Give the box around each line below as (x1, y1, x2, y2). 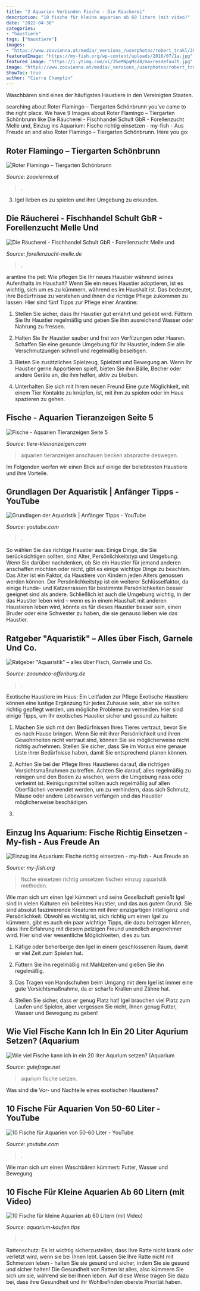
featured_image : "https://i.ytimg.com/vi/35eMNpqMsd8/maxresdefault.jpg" (6, 58, 193, 64)
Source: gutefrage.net (6, 1063, 61, 1070)
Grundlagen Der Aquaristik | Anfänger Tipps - (6, 486, 179, 496)
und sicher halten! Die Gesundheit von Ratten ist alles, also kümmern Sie (6, 1266, 184, 1273)
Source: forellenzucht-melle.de (6, 250, 82, 257)
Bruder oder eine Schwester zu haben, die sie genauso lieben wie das (6, 610, 178, 617)
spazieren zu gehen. (14, 395, 65, 402)
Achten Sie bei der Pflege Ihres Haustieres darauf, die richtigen (14, 761, 170, 768)
